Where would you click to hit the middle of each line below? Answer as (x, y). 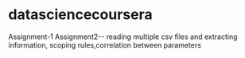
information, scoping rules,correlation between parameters (105, 44)
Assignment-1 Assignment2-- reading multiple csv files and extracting (123, 37)
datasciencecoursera (80, 15)
